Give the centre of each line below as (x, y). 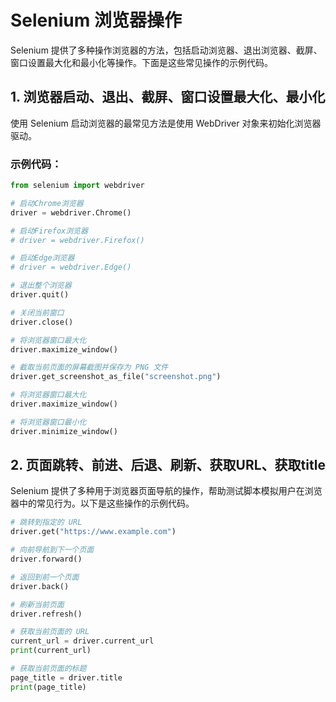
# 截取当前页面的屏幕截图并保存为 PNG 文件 (89, 367)
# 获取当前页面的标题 (48, 669)
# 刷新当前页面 (37, 604)
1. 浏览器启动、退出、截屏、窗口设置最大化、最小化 (168, 97)
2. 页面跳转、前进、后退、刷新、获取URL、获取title (168, 465)
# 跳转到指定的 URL (46, 522)
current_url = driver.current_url (82, 641)
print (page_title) (48, 687)
